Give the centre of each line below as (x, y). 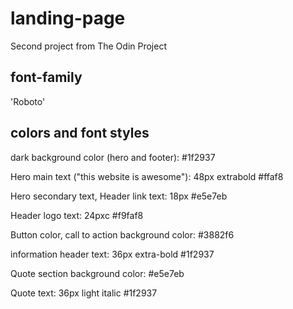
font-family (46, 77)
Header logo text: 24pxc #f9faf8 (77, 215)
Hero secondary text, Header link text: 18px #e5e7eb (119, 196)
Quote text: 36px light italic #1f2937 (84, 293)
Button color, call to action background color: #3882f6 (122, 234)
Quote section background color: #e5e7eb (97, 273)
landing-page (68, 18)
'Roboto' (28, 101)
